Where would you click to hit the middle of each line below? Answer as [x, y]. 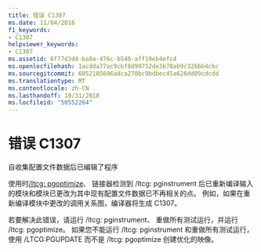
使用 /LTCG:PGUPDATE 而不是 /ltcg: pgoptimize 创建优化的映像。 [113, 239]
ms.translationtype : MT [47, 81]
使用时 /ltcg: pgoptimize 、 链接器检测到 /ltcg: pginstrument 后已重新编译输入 [131, 184]
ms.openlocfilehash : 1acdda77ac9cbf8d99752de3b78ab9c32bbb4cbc [114, 67]
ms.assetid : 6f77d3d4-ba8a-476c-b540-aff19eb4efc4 [92, 59]
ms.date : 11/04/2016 [42, 23]
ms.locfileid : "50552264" [50, 103]
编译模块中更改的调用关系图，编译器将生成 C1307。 [98, 203]
